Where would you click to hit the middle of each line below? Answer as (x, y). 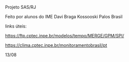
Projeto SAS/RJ (21, 7)
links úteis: (16, 26)
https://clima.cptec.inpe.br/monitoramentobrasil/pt (56, 45)
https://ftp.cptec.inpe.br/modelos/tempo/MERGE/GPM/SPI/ (64, 36)
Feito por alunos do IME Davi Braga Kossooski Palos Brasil (64, 16)
